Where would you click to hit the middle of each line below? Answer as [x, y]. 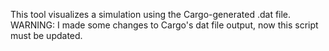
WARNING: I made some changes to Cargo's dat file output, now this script [164, 25]
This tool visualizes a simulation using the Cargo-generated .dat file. [151, 14]
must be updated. [46, 35]
